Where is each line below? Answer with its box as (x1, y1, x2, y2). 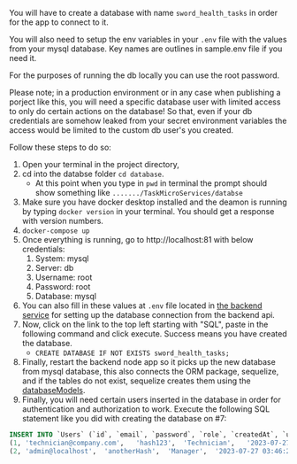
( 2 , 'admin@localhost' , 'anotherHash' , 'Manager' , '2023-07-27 (9, 446, 259, 455)
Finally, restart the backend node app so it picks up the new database (21, 357, 276, 367)
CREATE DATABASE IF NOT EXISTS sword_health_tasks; (34, 349, 230, 358)
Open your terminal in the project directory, (21, 159, 179, 169)
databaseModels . (21, 385, 86, 395)
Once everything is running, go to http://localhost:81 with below (21, 235, 254, 244)
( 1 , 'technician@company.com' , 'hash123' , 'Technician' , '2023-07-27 (9, 438, 291, 447)
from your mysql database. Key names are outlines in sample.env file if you (9, 43, 283, 54)
